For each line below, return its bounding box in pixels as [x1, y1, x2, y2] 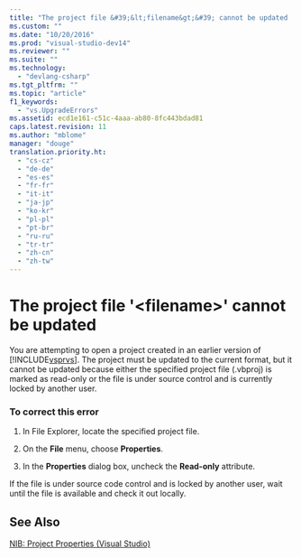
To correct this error [9, 405, 99, 418]
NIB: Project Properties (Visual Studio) [9, 538, 151, 549]
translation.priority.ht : [9, 147, 106, 156]
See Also [9, 514, 60, 529]
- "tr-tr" [17, 240, 54, 249]
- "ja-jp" [17, 198, 54, 208]
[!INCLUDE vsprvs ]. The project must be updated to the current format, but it [9, 354, 293, 365]
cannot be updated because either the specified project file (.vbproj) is [9, 363, 272, 375]
